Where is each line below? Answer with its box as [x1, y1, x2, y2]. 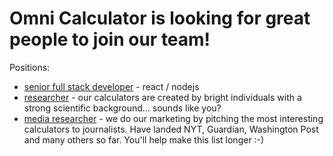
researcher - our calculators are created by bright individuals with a [23, 91, 302, 103]
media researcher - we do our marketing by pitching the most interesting [23, 112, 324, 124]
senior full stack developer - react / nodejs [23, 80, 200, 92]
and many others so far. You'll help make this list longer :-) [23, 133, 265, 146]
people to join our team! [9, 28, 211, 51]
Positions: [9, 61, 51, 73]
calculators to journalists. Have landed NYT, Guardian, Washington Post [23, 123, 319, 135]
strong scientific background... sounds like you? [23, 102, 222, 114]
